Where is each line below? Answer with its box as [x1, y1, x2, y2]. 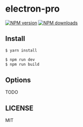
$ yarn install [5, 48, 37, 53]
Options [5, 75, 31, 84]
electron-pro [5, 3, 60, 15]
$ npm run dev [5, 57, 35, 62]
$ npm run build [5, 62, 39, 67]
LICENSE [5, 104, 34, 112]
